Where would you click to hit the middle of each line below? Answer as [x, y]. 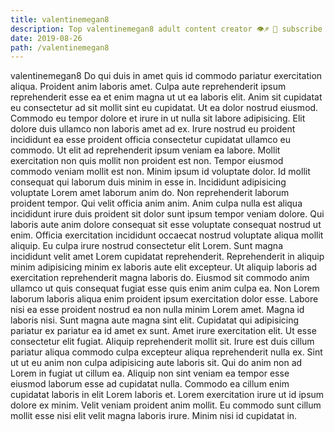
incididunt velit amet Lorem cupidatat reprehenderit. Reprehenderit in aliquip [167, 257]
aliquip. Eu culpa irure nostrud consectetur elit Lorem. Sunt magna [146, 246]
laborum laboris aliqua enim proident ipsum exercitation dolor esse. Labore [164, 299]
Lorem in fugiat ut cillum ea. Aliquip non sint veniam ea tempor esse [150, 373]
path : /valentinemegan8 [60, 47]
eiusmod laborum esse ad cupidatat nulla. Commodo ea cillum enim [150, 384]
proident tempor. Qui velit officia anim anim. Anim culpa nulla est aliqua [156, 203]
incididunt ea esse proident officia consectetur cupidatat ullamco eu [151, 140]
